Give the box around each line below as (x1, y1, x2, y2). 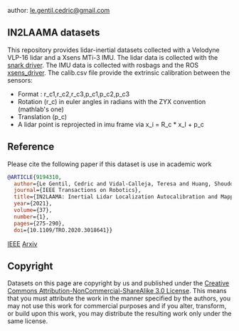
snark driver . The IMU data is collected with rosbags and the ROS (7, 61, 199, 69)
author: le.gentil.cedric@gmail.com (7, 6, 110, 14)
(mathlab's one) (17, 105, 64, 113)
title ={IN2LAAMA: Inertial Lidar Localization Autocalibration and (14, 193, 218, 200)
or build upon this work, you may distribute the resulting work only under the (7, 310, 232, 318)
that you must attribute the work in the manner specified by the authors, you (7, 294, 231, 302)
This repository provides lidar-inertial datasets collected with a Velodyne (7, 46, 221, 54)
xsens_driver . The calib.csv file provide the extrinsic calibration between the (7, 68, 230, 77)
